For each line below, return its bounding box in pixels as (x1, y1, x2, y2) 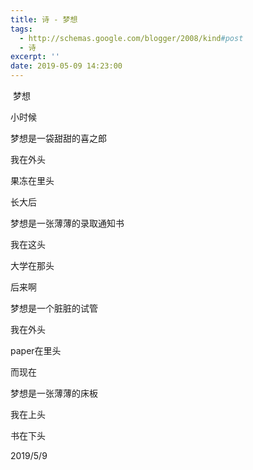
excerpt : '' (10, 52, 60, 62)
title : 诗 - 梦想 (10, 14, 78, 25)
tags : (10, 24, 33, 34)
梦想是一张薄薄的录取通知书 (10, 217, 125, 229)
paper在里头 (10, 345, 62, 356)
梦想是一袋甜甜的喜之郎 (10, 132, 107, 144)
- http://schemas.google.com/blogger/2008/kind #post (19, 33, 244, 43)
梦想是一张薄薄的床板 (10, 387, 98, 399)
